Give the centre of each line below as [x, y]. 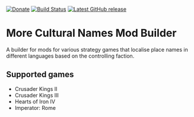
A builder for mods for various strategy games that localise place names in [97, 49]
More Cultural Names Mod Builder [91, 33]
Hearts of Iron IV [35, 102]
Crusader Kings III [37, 95]
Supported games [40, 75]
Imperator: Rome [35, 107]
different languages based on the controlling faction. [70, 56]
